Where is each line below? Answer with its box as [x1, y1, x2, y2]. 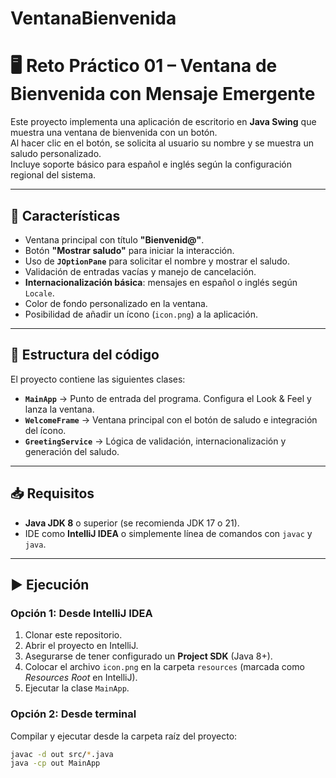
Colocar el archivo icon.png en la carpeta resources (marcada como [24, 661, 305, 673]
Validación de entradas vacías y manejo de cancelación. [24, 265, 257, 277]
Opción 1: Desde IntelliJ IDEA [10, 606, 153, 620]
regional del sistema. [10, 169, 97, 181]
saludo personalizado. [10, 148, 102, 160]
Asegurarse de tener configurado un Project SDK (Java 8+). [24, 650, 273, 662]
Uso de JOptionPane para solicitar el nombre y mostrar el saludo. [24, 255, 290, 267]
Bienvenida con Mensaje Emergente [10, 83, 316, 106]
